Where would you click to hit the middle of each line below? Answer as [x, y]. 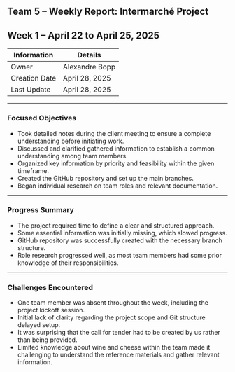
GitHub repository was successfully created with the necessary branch [120, 240]
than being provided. [47, 340]
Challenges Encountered [50, 287]
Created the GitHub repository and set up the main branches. [106, 178]
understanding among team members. [72, 156]
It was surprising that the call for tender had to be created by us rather [119, 333]
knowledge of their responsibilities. [68, 263]
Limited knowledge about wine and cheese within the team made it [114, 347]
